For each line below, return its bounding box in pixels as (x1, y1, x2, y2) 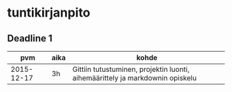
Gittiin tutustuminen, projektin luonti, (72, 64, 190, 74)
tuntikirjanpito (7, 5, 91, 21)
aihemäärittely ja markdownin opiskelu (72, 73, 197, 82)
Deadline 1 (7, 33, 53, 44)
